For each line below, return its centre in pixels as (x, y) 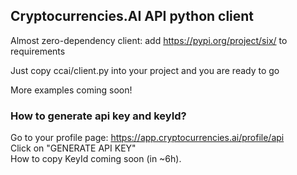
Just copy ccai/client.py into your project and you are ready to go (145, 70)
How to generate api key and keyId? (98, 116)
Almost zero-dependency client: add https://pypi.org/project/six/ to (149, 40)
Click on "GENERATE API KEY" (73, 148)
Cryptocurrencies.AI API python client (132, 16)
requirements (38, 51)
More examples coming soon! (71, 90)
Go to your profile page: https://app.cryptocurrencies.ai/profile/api (147, 138)
